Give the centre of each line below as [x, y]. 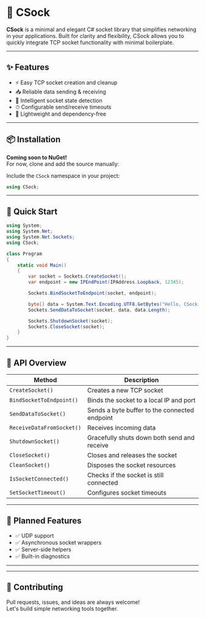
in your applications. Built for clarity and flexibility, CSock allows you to [95, 35]
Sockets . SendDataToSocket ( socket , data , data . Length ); [99, 310]
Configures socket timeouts [127, 493]
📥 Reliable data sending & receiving [61, 92]
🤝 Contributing [35, 587]
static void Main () [42, 265]
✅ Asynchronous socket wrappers [58, 542]
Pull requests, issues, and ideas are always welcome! [73, 602]
